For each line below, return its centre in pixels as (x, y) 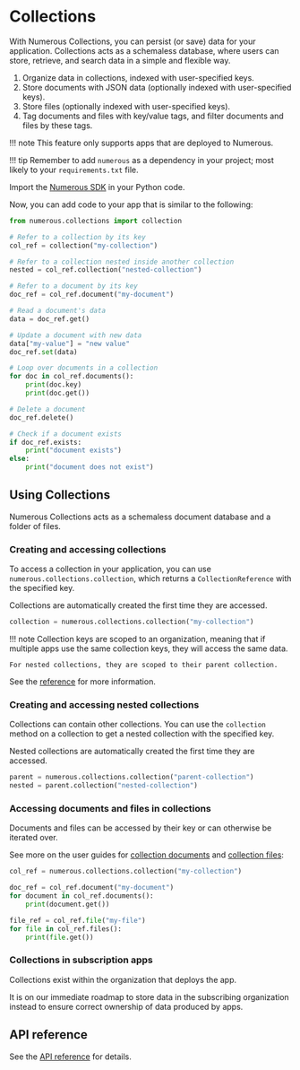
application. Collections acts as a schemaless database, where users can (144, 50)
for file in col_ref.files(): (66, 929)
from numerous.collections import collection (95, 221)
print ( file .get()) (60, 937)
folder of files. (35, 526)
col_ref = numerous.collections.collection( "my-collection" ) (126, 872)
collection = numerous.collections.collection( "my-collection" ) (132, 622)
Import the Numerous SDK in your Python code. (97, 187)
